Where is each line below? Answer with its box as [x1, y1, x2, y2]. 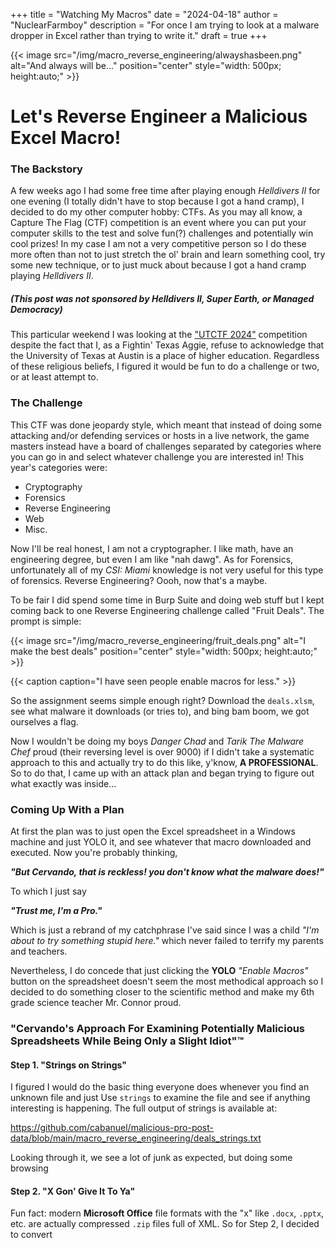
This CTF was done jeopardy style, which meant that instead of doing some [10, 419, 323, 431]
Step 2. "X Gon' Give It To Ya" [10, 1185, 136, 1197]
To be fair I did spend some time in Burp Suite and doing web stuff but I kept [10, 594, 325, 606]
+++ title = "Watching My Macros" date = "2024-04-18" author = [10, 9, 279, 20]
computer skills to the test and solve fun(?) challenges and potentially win [10, 227, 314, 239]
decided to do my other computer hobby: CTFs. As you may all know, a [10, 206, 303, 218]
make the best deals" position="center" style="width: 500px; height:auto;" [10, 645, 318, 657]
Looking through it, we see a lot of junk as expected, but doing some [10, 1152, 293, 1164]
